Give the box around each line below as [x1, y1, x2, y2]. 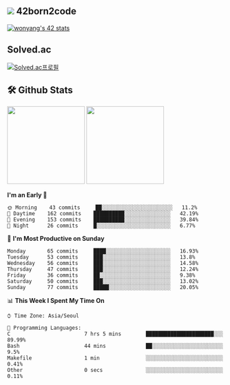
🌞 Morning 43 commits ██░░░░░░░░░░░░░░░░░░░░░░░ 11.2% [7, 204, 198, 211]
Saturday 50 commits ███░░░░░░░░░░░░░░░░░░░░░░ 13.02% [7, 278, 198, 285]
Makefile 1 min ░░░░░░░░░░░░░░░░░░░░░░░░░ [7, 355, 224, 362]
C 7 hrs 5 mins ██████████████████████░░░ [7, 330, 224, 337]
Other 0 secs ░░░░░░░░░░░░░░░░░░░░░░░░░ [7, 367, 224, 374]
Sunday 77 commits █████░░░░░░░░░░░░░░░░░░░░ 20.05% [7, 284, 198, 291]
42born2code [16, 6, 77, 17]
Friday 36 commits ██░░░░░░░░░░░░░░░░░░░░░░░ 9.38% [7, 272, 196, 279]
